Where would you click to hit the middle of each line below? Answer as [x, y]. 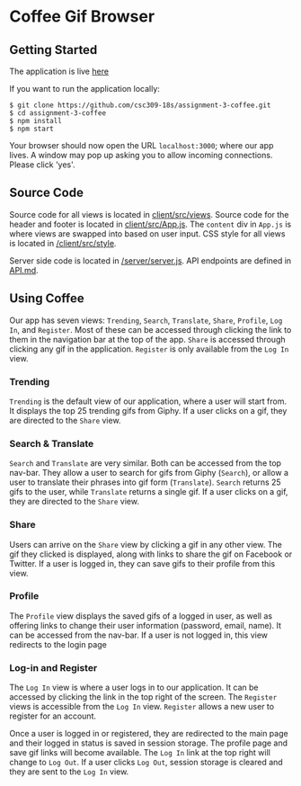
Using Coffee [47, 299]
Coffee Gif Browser [82, 17]
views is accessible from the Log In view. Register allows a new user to [142, 707]
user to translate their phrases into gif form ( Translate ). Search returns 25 [145, 482]
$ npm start [31, 129]
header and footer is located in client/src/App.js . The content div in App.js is [150, 224]
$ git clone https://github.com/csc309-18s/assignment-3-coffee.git [140, 105]
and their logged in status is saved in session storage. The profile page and [149, 743]
